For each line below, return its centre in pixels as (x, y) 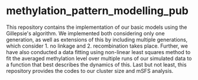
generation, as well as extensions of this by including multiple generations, (97, 39)
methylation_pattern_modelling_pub (98, 11)
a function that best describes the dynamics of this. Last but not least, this (97, 64)
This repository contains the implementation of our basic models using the (97, 27)
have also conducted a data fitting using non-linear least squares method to (98, 52)
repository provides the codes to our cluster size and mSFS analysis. (90, 71)
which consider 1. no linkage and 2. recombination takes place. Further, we (97, 46)
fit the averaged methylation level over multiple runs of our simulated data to (99, 58)
